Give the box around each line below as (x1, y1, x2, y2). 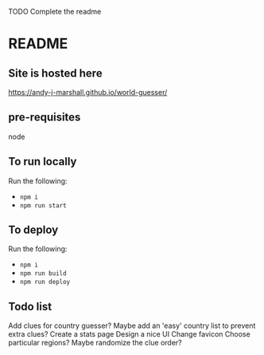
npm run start (19, 201, 67, 210)
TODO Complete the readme (8, 7, 102, 16)
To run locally (8, 155, 77, 168)
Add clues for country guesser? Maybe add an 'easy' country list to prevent (8, 321, 256, 330)
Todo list (8, 299, 52, 314)
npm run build (19, 270, 67, 278)
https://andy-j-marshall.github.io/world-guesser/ (8, 88, 168, 97)
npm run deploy (19, 278, 71, 286)
